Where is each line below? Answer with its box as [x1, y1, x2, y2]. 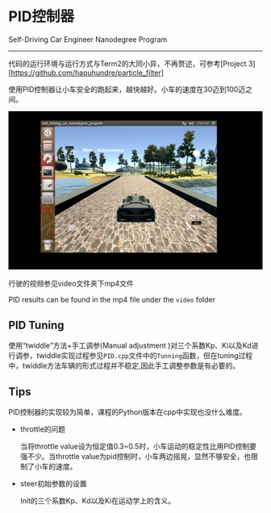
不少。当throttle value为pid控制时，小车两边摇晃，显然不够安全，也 [27, 452, 252, 461]
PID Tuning [8, 318, 65, 332]
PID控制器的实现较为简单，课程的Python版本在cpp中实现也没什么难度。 [8, 407, 248, 417]
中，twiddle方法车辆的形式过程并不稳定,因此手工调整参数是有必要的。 [8, 361, 240, 371]
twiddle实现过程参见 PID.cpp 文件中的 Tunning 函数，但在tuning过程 [35, 351, 252, 361]
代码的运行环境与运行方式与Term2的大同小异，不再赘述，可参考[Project [8, 58, 248, 69]
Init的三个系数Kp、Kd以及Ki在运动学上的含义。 [19, 496, 176, 506]
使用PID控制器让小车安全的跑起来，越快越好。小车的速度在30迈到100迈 [8, 84, 246, 94]
